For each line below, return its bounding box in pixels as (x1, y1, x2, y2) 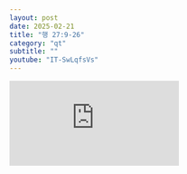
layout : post (9, 13, 59, 23)
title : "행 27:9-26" (9, 30, 85, 39)
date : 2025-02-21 (9, 22, 75, 31)
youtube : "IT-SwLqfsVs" (9, 55, 99, 64)
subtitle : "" (9, 47, 59, 56)
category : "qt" (9, 38, 67, 48)
